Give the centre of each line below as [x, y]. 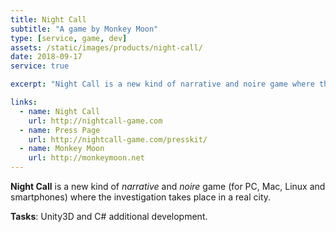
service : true [40, 66]
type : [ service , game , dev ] [69, 38]
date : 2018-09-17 [46, 57]
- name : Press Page [60, 130]
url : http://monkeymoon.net [86, 158]
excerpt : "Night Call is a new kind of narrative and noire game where [162, 84]
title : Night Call [48, 19]
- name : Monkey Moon [62, 149]
